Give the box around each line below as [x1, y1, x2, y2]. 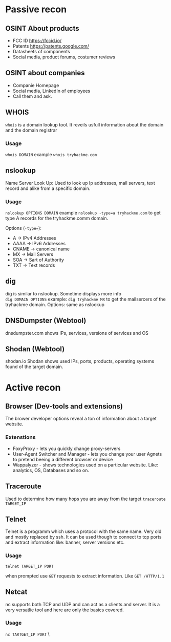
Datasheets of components [12, 49, 70, 54]
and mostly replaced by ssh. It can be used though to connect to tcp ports [5, 534, 162, 540]
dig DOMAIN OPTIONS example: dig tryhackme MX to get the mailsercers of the [5, 296, 166, 302]
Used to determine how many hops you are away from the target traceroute [5, 496, 166, 502]
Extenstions [5, 434, 36, 441]
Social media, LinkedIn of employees [12, 88, 91, 94]
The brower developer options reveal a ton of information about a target [5, 416, 157, 422]
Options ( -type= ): [5, 225, 42, 231]
